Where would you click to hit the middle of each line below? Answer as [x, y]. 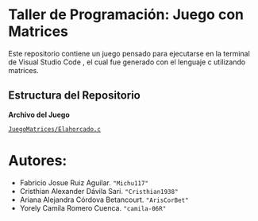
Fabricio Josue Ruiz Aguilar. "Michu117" [84, 182]
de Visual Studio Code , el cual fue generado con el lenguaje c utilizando [127, 62]
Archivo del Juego [39, 114]
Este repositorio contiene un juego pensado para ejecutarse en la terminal [129, 53]
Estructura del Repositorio [74, 96]
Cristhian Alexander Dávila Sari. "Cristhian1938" [99, 191]
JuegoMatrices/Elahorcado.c [55, 129]
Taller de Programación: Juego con [126, 15]
